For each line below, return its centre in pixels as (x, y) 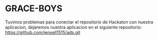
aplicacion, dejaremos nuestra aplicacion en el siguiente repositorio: (74, 27)
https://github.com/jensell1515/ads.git (43, 32)
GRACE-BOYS (34, 9)
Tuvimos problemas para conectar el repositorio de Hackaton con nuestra (79, 22)
